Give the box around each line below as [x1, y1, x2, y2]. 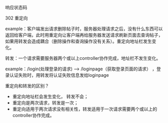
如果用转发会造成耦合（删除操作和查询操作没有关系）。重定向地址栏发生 [5, 38, 152, 44]
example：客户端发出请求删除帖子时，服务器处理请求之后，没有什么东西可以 [5, 26, 163, 32]
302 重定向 [5, 15, 28, 21]
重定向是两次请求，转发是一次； [12, 100, 78, 105]
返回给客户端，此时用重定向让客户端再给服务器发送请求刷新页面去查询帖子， [5, 32, 163, 38]
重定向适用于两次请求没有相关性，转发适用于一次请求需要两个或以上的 [12, 106, 157, 112]
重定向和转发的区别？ [5, 83, 49, 89]
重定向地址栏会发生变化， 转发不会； [12, 93, 88, 99]
